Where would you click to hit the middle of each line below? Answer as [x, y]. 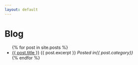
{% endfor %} [26, 58]
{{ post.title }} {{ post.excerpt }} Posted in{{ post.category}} [72, 52]
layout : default [21, 10]
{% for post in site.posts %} [40, 47]
